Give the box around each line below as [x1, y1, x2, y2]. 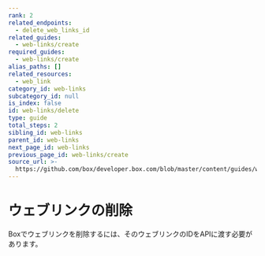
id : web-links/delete [8, 107, 80, 115]
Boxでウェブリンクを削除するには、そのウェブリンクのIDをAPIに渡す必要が [8, 229, 253, 239]
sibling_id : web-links [8, 128, 83, 136]
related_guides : [8, 33, 62, 42]
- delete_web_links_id [15, 26, 90, 34]
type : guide [8, 114, 47, 122]
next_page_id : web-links [8, 143, 90, 151]
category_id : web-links [8, 84, 87, 93]
